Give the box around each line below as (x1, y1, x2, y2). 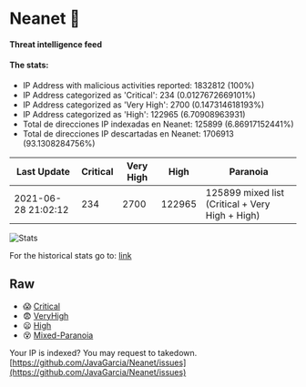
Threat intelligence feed (9, 38, 103, 49)
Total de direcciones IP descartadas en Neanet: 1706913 (22, 127, 234, 139)
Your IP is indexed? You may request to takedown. (9, 347, 198, 358)
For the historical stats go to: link (9, 250, 132, 260)
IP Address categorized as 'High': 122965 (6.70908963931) (22, 108, 246, 119)
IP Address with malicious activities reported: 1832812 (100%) (22, 79, 255, 90)
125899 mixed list (205, 186, 285, 199)
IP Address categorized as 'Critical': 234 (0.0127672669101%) (22, 89, 257, 100)
